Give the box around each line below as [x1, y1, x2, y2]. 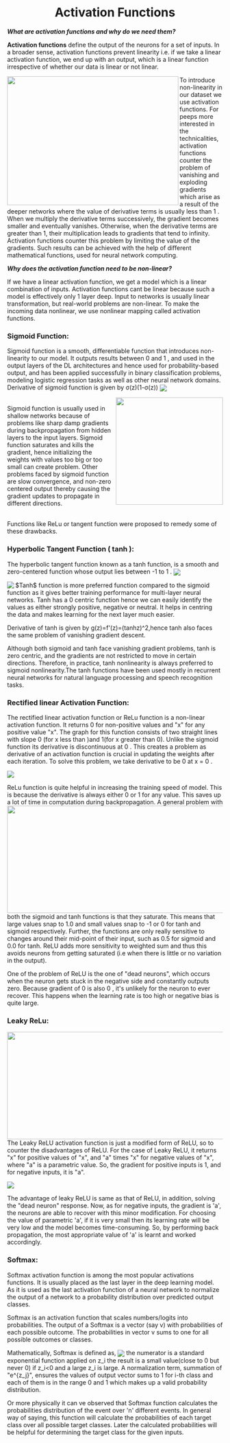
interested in [179, 120, 215, 128]
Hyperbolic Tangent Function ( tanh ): [7, 545, 135, 554]
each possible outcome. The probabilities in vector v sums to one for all [7, 1328, 209, 1336]
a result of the [179, 200, 219, 208]
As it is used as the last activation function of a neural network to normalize [7, 1285, 220, 1293]
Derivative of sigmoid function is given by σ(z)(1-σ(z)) [7, 383, 159, 391]
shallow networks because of [7, 411, 90, 420]
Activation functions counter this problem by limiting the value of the [7, 236, 201, 245]
